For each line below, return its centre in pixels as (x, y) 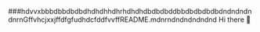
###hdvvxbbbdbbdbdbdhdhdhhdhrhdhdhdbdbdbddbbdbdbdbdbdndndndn (130, 11)
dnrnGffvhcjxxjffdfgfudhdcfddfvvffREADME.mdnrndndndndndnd (113, 20)
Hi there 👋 (235, 20)
